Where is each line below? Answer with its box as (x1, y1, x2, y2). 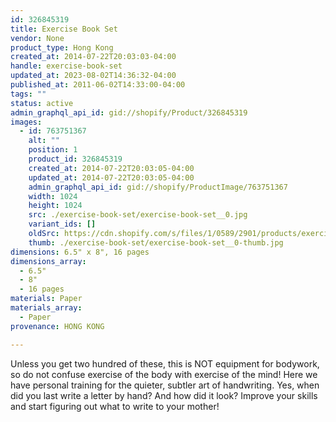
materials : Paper (10, 294, 83, 304)
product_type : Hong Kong (10, 42, 114, 53)
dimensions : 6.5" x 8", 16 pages (10, 247, 150, 257)
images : (10, 117, 43, 127)
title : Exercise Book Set (10, 24, 118, 34)
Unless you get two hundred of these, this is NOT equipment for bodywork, (10, 357, 320, 370)
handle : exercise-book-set (10, 61, 123, 71)
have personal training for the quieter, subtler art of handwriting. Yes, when (10, 379, 320, 391)
